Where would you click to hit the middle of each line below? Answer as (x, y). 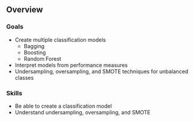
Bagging (34, 46)
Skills (14, 93)
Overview (25, 10)
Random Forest (42, 58)
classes (24, 77)
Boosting (35, 52)
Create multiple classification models (60, 40)
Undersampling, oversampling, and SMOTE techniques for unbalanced (101, 71)
